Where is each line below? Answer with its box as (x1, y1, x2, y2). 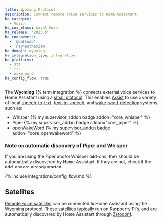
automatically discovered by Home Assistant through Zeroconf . (5, 211, 133, 217)
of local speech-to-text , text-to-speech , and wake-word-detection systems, (5, 99, 159, 106)
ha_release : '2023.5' (5, 30, 49, 35)
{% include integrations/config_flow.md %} (5, 173, 92, 179)
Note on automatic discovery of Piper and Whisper (5, 142, 128, 149)
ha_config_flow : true (5, 76, 49, 81)
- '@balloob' (9, 39, 36, 44)
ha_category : (5, 16, 32, 21)
